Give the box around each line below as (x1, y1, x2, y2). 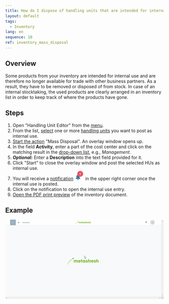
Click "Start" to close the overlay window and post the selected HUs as (12, 159, 160, 166)
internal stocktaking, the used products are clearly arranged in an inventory (5, 89, 162, 95)
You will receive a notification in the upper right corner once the (12, 175, 156, 181)
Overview (5, 59, 37, 68)
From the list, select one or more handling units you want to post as (12, 128, 152, 134)
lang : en (5, 29, 24, 35)
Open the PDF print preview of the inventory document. (12, 192, 128, 198)
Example (5, 206, 33, 214)
